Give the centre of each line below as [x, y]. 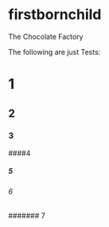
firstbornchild [55, 15]
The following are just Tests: [54, 52]
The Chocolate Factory [46, 37]
